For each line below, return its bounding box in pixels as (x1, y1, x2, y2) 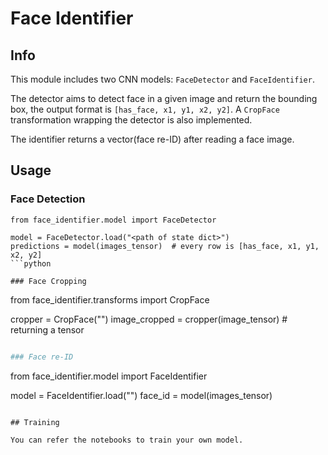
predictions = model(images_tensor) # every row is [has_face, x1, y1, (10, 241, 320, 251)
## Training (10, 417, 60, 427)
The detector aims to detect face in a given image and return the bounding (10, 93, 318, 104)
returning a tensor (10, 323, 85, 336)
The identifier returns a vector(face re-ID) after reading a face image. (10, 133, 295, 145)
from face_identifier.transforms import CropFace (10, 293, 210, 306)
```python (10, 258, 52, 269)
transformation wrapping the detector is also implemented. (10, 114, 253, 126)
